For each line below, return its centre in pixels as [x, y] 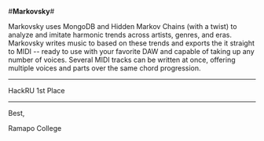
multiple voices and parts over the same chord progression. [105, 68]
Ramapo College [35, 128]
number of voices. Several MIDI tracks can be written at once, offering [122, 60]
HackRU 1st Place [37, 90]
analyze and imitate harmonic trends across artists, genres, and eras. [120, 35]
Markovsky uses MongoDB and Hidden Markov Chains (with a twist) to [123, 26]
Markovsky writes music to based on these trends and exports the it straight [132, 43]
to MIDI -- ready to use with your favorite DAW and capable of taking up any [132, 51]
